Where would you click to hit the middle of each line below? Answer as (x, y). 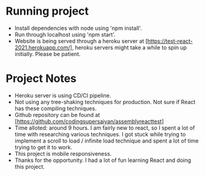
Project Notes (41, 79)
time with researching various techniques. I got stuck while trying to (100, 134)
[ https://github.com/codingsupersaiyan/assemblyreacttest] (89, 121)
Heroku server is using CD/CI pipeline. (63, 95)
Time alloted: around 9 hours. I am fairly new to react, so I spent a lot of (105, 128)
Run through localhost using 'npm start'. (65, 34)
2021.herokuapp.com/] (43, 48)
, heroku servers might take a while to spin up (129, 48)
